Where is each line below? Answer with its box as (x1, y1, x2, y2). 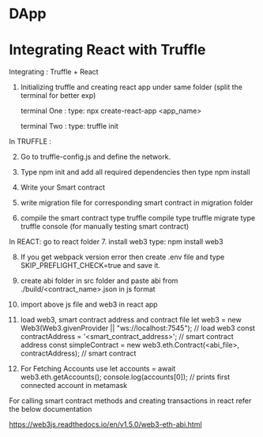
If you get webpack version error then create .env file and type (20, 252, 225, 262)
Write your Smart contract (20, 183, 105, 192)
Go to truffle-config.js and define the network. (20, 152, 171, 162)
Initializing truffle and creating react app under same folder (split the (20, 82, 243, 92)
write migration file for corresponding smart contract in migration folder (20, 198, 254, 208)
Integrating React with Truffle (9, 41, 206, 59)
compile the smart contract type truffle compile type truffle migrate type (20, 213, 256, 223)
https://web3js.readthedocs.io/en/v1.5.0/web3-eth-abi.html (9, 420, 202, 429)
